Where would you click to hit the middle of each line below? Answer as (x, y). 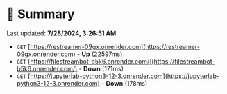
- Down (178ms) (124, 83)
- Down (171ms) (101, 68)
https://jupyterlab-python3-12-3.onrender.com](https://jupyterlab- (125, 76)
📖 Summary (41, 14)
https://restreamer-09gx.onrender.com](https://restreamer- (115, 46)
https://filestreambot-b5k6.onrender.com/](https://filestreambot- (123, 61)
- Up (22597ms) (100, 54)
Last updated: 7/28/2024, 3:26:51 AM (61, 33)
